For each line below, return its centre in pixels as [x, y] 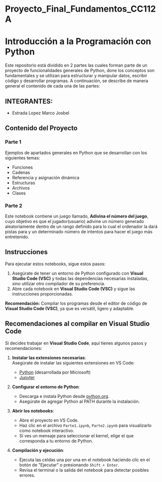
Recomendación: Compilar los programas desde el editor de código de [76, 303]
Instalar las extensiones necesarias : [49, 358]
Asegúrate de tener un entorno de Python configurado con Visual [78, 273]
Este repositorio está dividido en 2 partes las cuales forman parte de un [76, 65]
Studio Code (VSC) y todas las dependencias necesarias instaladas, [80, 278]
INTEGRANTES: [29, 101]
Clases [19, 193]
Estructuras [23, 183]
